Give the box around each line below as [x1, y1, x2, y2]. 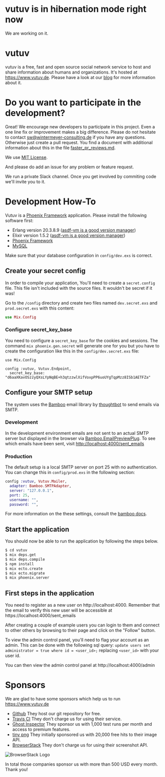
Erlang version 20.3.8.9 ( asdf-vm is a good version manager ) [12, 227, 136, 233]
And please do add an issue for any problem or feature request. [5, 164, 134, 170]
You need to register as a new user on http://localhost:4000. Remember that [5, 602, 160, 608]
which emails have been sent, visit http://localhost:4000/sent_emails [5, 440, 144, 446]
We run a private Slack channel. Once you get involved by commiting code [5, 173, 157, 179]
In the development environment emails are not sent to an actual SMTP [5, 430, 149, 436]
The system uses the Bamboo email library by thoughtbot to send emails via [5, 401, 159, 407]
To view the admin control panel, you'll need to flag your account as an [5, 637, 149, 643]
